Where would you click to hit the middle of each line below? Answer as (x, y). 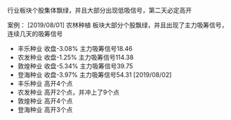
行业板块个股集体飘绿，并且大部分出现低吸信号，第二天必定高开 (99, 10)
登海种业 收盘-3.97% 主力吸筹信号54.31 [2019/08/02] (94, 75)
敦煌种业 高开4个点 (45, 101)
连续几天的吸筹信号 (35, 34)
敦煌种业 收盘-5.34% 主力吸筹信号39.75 (75, 66)
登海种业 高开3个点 (45, 110)
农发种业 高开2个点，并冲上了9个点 (68, 92)
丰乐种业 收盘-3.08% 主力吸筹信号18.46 (75, 48)
